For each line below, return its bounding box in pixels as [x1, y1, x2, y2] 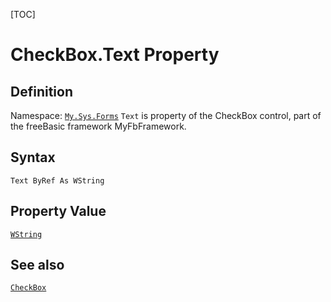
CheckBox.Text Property [10, 44, 220, 66]
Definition [10, 83, 73, 100]
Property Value [10, 203, 107, 220]
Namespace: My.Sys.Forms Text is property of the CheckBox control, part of [10, 110, 322, 121]
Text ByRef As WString [10, 175, 105, 186]
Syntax [10, 149, 56, 166]
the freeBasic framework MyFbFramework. [10, 120, 187, 132]
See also [10, 257, 65, 274]
